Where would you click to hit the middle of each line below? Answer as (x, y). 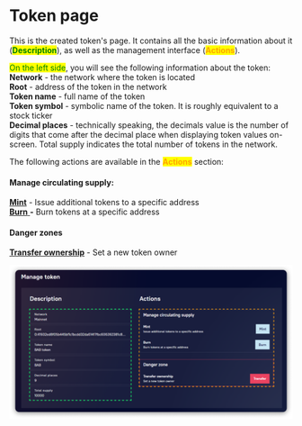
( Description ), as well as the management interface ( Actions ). (125, 50)
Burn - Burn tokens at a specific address (84, 212)
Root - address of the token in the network (89, 86)
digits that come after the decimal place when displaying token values (138, 134)
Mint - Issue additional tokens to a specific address (104, 203)
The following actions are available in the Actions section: (117, 161)
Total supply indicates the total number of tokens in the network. (159, 144)
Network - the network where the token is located (102, 77)
